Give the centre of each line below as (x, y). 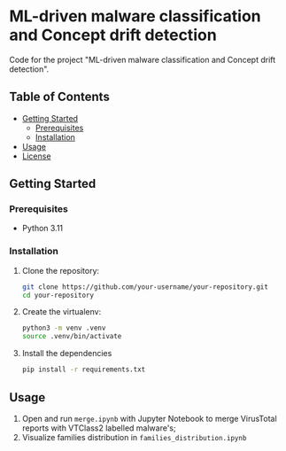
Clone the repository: (61, 270)
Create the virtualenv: (62, 312)
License (36, 156)
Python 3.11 (43, 229)
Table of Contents (60, 97)
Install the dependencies (67, 354)
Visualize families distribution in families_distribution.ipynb (134, 437)
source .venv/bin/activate (72, 337)
